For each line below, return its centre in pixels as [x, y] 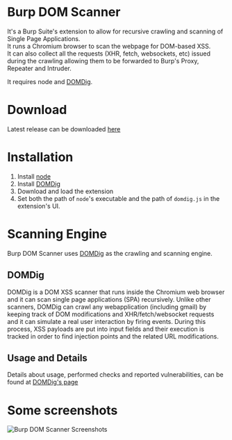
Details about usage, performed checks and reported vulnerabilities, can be [115, 375]
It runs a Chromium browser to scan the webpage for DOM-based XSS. [109, 46]
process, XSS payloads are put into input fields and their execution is [106, 329]
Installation [40, 157]
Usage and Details [48, 358]
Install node [34, 176]
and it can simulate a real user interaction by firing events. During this [107, 321]
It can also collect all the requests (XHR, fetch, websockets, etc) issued [109, 54]
